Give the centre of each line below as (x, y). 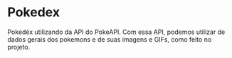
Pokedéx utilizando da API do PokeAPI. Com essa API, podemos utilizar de (116, 32)
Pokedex (34, 12)
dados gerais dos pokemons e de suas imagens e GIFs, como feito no (110, 39)
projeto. (19, 47)
